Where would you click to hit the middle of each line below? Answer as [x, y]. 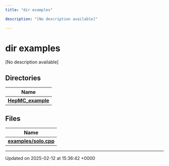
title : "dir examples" [29, 10]
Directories [23, 78]
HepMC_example [28, 101]
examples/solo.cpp [31, 141]
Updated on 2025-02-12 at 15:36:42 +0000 [50, 158]
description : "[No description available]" [52, 19]
